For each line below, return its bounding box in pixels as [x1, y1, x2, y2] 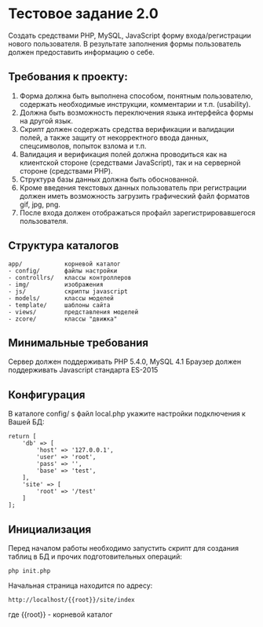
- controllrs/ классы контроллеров [8, 273, 132, 281]
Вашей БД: [8, 417, 45, 427]
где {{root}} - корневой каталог [8, 610, 113, 619]
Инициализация [8, 522, 92, 536]
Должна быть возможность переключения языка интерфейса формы [19, 108, 254, 117]
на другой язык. [19, 115, 73, 126]
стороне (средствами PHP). [19, 166, 113, 175]
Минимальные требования [8, 335, 149, 350]
